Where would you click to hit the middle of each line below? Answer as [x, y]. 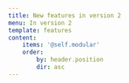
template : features [40, 30]
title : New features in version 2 [65, 15]
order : [33, 52]
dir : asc [51, 67]
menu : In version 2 [40, 23]
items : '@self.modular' [61, 45]
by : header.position [70, 60]
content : [22, 38]
